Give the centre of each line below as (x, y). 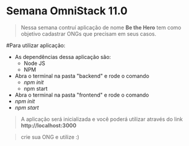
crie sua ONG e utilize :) (50, 137)
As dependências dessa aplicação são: (63, 57)
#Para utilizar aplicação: (36, 45)
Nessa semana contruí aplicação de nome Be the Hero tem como (101, 27)
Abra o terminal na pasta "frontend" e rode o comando (82, 95)
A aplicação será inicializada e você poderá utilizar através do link (102, 119)
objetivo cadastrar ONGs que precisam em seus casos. (89, 33)
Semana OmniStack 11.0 (67, 11)
